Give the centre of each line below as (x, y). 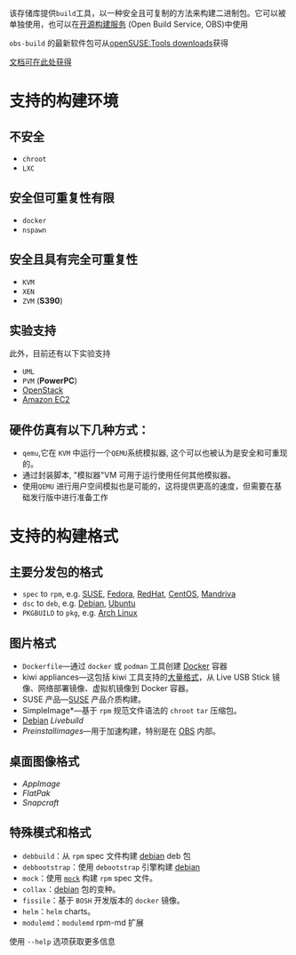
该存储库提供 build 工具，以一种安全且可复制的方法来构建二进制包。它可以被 (148, 13)
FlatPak (36, 792)
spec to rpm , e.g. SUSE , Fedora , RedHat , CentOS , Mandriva (129, 594)
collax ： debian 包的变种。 (71, 889)
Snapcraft (40, 802)
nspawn (34, 230)
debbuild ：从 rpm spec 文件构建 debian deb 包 (106, 856)
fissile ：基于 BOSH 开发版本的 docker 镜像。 (103, 900)
